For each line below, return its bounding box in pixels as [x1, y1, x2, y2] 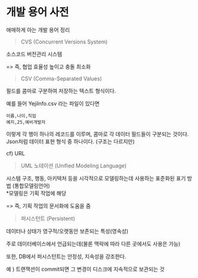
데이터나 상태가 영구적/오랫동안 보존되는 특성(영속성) [6, 227, 129, 235]
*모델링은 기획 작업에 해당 [6, 189, 67, 196]
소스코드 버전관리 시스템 [6, 50, 63, 57]
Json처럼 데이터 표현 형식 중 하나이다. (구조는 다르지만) [6, 138, 135, 145]
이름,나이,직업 [6, 113, 36, 119]
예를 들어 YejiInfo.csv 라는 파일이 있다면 [6, 99, 100, 107]
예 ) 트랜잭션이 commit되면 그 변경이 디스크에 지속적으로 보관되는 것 [6, 265, 165, 273]
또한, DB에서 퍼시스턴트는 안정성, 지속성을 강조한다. [6, 252, 126, 260]
